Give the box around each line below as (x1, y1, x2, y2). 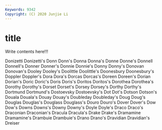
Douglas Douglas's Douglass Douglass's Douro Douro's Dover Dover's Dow (5, 99, 156, 105)
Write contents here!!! (5, 49, 49, 55)
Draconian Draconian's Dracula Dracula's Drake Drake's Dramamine (5, 110, 141, 116)
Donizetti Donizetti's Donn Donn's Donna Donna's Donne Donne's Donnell (5, 58, 153, 64)
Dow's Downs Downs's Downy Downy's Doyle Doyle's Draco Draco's (5, 105, 144, 111)
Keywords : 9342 (5, 7, 36, 12)
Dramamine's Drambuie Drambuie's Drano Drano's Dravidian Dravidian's (5, 115, 150, 121)
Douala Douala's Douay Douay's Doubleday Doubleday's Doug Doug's (5, 94, 146, 100)
